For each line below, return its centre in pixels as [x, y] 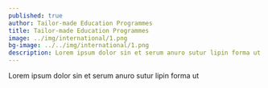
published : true [35, 16]
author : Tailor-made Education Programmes [80, 23]
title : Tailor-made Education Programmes [79, 30]
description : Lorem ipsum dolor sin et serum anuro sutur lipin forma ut [135, 53]
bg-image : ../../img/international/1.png [79, 46]
